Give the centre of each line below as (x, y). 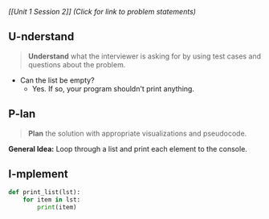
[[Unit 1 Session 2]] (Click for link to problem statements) (102, 12)
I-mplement (38, 174)
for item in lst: (52, 200)
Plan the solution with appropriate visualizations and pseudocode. (137, 133)
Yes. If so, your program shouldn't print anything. (113, 88)
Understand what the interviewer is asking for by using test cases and (145, 56)
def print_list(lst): (45, 193)
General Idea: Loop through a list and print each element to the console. (128, 148)
